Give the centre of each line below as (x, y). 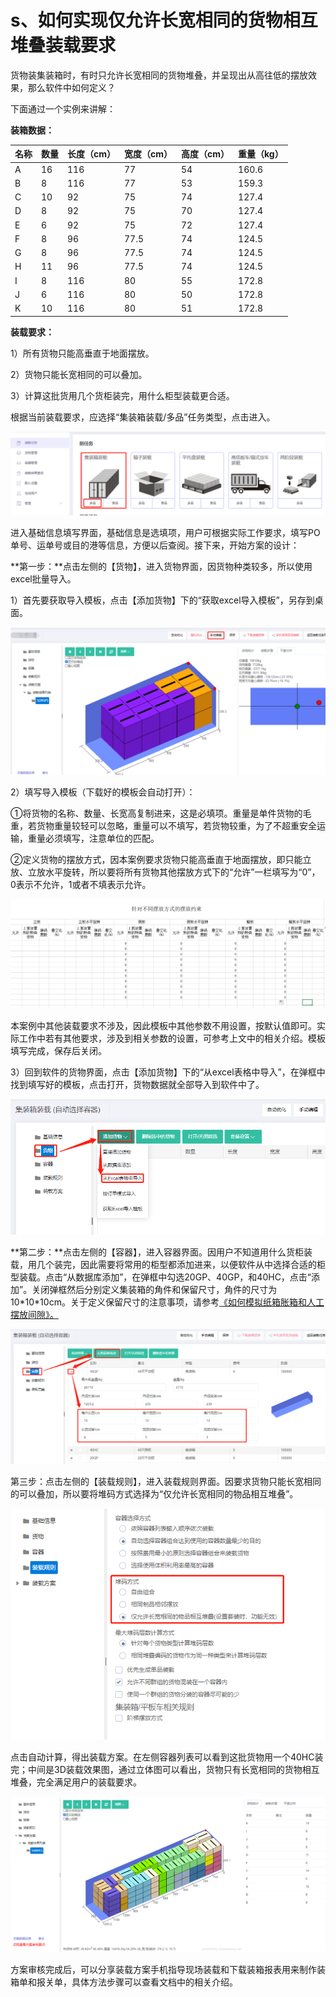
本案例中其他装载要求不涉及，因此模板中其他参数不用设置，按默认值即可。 (163, 1025)
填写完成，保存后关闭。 (58, 1050)
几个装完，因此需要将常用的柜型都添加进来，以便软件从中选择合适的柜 (181, 1264)
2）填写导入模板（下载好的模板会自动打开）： (103, 792)
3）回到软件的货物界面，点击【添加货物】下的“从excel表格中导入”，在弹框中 (168, 1072)
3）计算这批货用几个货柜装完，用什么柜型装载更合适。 (122, 395)
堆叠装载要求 (63, 45)
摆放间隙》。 (34, 1314)
